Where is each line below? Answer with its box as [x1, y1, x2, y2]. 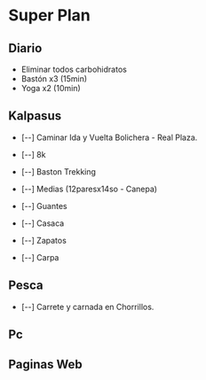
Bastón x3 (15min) [20, 74, 88, 84]
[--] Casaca [20, 218, 65, 229]
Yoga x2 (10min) [20, 83, 81, 93]
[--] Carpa [20, 252, 59, 262]
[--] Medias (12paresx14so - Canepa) [20, 183, 157, 194]
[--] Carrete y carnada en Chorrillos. [20, 301, 154, 312]
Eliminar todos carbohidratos [20, 64, 128, 74]
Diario [8, 41, 43, 56]
